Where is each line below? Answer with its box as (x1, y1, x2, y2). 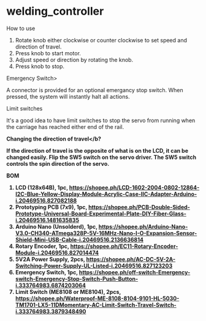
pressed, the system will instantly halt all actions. (6, 93, 130, 100)
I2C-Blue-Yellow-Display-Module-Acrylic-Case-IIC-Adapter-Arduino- (15, 190, 197, 198)
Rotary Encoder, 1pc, (15, 242, 69, 250)
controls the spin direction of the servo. (6, 160, 110, 167)
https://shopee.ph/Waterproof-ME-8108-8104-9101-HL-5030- (15, 295, 180, 302)
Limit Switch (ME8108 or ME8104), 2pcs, (15, 288, 121, 295)
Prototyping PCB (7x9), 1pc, (15, 203, 88, 211)
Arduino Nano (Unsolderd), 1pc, (15, 223, 98, 230)
